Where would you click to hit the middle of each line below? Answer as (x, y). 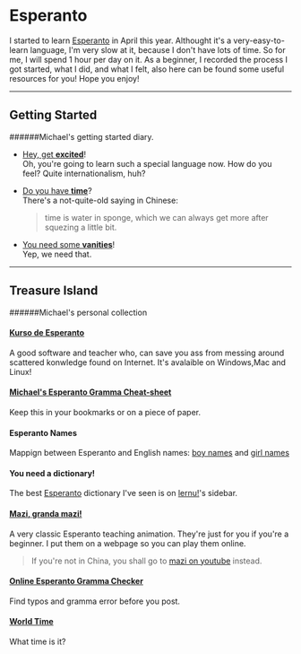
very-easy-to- (259, 40)
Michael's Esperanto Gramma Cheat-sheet (90, 392)
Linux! (21, 371)
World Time (31, 622)
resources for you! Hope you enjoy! (74, 78)
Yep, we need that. (57, 254)
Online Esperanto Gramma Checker (76, 581)
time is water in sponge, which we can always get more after (156, 217)
